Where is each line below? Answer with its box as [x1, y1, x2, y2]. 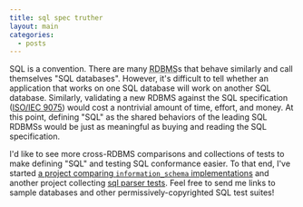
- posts [17, 38, 47, 48]
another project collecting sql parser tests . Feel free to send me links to [9, 178, 276, 189]
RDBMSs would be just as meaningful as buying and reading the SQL [9, 122, 268, 133]
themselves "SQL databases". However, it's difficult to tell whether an [9, 74, 269, 84]
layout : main [9, 22, 59, 31]
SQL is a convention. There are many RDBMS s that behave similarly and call [9, 64, 293, 74]
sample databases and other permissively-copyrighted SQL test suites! [9, 187, 275, 198]
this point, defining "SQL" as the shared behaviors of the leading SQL [9, 112, 268, 123]
